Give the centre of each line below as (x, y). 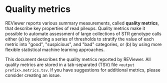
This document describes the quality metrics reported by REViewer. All (78, 59)
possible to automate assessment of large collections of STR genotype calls (83, 33)
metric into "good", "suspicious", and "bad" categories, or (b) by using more (83, 44)
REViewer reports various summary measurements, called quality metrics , (82, 23)
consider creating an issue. (33, 75)
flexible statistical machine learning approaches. (55, 49)
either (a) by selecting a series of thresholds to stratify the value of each (79, 39)
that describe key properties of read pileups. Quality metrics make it (75, 28)
